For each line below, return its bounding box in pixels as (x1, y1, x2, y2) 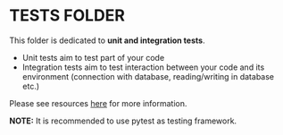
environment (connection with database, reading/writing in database (21, 71, 275, 81)
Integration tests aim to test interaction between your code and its (21, 62, 265, 72)
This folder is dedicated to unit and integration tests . (9, 35, 205, 46)
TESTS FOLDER (9, 5, 125, 26)
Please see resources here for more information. (9, 97, 187, 108)
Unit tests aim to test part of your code (21, 52, 165, 63)
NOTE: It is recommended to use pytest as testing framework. (9, 115, 237, 126)
